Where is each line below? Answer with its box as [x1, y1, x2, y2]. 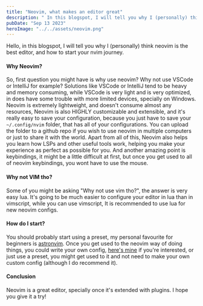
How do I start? [6, 220, 45, 227]
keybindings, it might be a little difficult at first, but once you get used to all [6, 153, 192, 160]
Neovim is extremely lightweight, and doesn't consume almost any [6, 102, 172, 109]
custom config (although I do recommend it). [6, 259, 118, 266]
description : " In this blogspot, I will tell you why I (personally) [6, 15, 188, 21]
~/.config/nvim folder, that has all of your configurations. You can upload [6, 121, 188, 128]
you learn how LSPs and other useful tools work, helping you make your [6, 140, 185, 148]
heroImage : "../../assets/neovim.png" [6, 25, 104, 32]
